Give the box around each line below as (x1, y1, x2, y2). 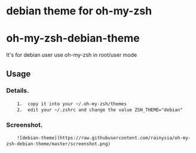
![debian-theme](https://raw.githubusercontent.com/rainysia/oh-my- (17, 135, 191, 141)
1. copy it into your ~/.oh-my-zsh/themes (17, 100, 127, 107)
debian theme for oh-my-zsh (6, 4, 152, 18)
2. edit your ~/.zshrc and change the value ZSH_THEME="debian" (17, 106, 183, 113)
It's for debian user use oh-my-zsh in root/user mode (6, 51, 137, 59)
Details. (6, 87, 29, 95)
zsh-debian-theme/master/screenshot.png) (6, 141, 111, 147)
